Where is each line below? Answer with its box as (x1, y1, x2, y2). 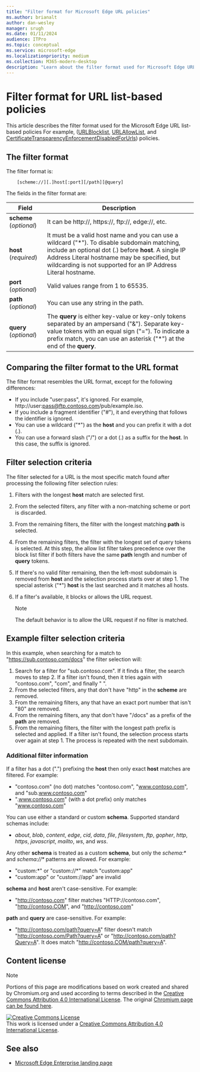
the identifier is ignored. (14, 415, 74, 422)
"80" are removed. (14, 705, 61, 712)
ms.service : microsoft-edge (6, 48, 76, 54)
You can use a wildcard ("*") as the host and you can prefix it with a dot (14, 421, 192, 428)
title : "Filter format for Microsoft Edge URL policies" (6, 8, 151, 15)
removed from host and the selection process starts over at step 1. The (14, 575, 189, 582)
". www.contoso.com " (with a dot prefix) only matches (14, 796, 147, 803)
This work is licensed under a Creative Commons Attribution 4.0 (6, 1020, 164, 1027)
